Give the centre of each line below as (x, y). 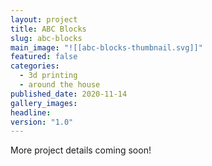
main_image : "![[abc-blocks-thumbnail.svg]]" (106, 47)
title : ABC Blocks (48, 29)
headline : (31, 112)
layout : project (44, 19)
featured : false (44, 57)
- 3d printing (48, 76)
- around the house (60, 85)
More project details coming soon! (81, 150)
